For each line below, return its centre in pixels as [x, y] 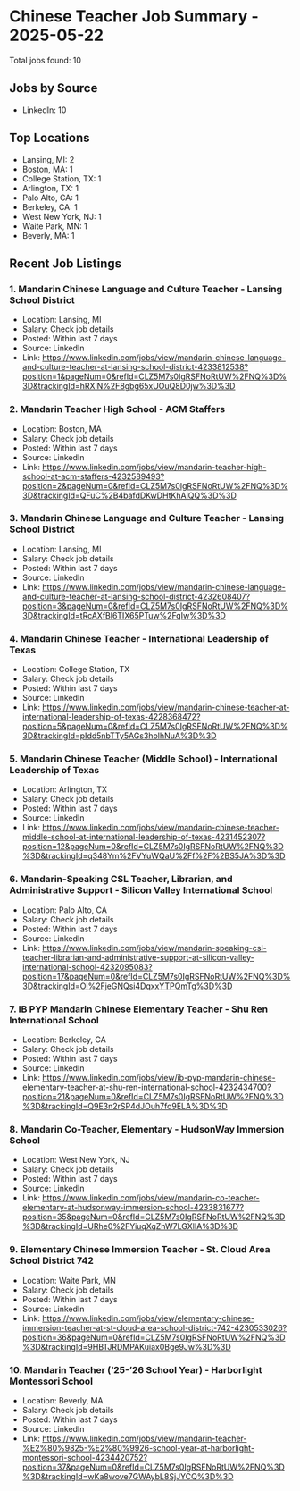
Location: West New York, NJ [76, 1160]
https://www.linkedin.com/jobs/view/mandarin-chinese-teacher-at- [166, 707]
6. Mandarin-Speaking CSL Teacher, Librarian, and [121, 880]
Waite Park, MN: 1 [54, 226]
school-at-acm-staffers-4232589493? [93, 476]
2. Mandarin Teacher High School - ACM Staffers [117, 409]
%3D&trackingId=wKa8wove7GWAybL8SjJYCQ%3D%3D [128, 1476]
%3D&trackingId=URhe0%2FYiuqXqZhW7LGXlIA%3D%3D [130, 1226]
